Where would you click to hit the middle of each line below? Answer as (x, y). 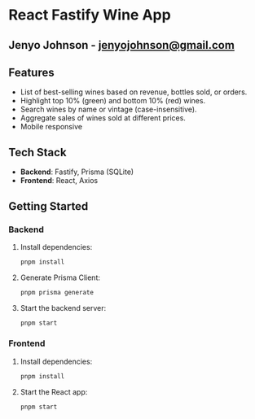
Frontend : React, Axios (59, 181)
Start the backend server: (63, 308)
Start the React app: (54, 391)
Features (31, 72)
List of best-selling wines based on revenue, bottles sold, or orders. (134, 92)
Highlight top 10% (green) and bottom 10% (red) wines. (113, 101)
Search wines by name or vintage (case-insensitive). (108, 109)
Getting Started (48, 206)
